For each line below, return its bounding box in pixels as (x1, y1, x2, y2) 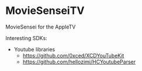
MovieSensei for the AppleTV (5, 23, 76, 30)
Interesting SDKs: (5, 34, 47, 41)
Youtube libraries (13, 45, 56, 53)
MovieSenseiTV (5, 4, 85, 17)
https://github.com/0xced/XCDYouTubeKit (22, 52, 124, 59)
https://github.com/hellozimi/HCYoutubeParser (22, 58, 136, 65)
